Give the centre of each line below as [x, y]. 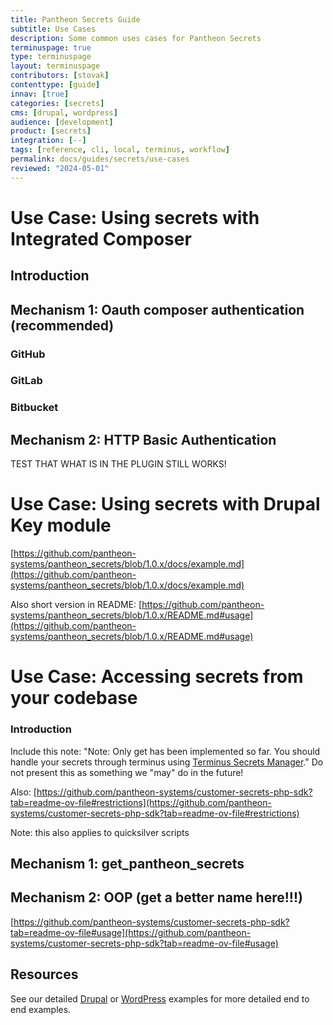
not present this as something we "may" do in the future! [127, 772]
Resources [44, 974]
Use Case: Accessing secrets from [157, 677]
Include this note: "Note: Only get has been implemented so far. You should [165, 751]
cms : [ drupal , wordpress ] [64, 112]
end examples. [41, 1009]
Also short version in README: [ [76, 605]
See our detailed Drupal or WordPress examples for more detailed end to [160, 998]
